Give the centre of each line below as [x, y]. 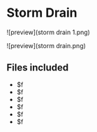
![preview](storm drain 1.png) [48, 32]
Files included [38, 68]
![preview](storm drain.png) [46, 45]
